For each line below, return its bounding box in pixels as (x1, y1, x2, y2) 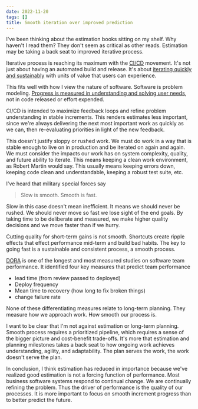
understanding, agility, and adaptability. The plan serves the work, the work (6, 348, 190, 355)
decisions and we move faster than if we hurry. (6, 222, 120, 229)
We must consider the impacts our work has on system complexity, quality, (6, 150, 189, 157)
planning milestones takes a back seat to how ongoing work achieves (6, 341, 175, 348)
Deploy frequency (14, 281, 59, 288)
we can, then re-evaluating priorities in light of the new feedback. (6, 126, 165, 133)
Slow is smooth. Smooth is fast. (20, 192, 97, 199)
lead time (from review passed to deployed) (14, 275, 121, 282)
